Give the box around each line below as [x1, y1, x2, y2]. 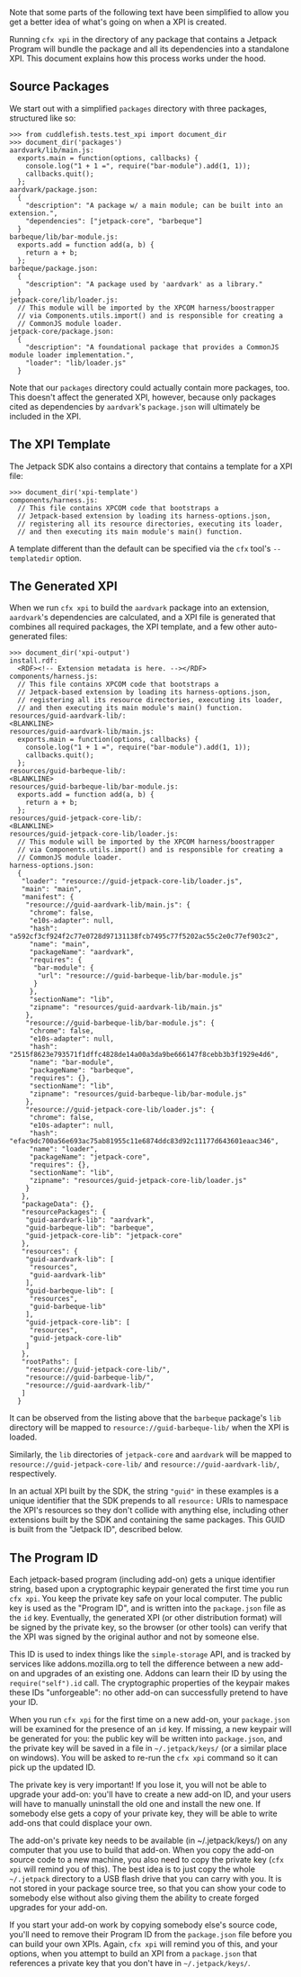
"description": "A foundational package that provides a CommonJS [25, 342, 279, 352]
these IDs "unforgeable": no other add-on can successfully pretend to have [9, 1687, 288, 1698]
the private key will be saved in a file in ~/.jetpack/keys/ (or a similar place [9, 1743, 288, 1754]
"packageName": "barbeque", [29, 1066, 135, 1075]
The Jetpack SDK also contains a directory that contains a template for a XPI [9, 461, 293, 472]
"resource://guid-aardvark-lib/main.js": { [25, 900, 191, 910]
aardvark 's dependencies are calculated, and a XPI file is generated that [9, 612, 276, 623]
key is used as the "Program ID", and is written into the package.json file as [9, 1602, 286, 1613]
